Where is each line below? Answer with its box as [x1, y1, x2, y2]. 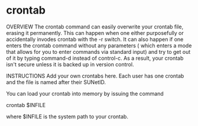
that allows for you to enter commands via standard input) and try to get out [6, 48, 191, 55]
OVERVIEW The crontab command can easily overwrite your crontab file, [6, 23, 184, 30]
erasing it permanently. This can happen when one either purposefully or [6, 29, 184, 36]
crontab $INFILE [6, 101, 46, 108]
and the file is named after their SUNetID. [6, 78, 106, 86]
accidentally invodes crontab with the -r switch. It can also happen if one [6, 35, 184, 43]
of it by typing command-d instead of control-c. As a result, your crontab [6, 54, 184, 62]
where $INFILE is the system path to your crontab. [6, 113, 129, 120]
